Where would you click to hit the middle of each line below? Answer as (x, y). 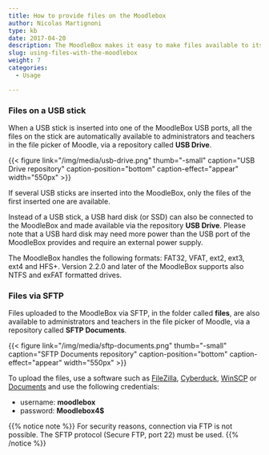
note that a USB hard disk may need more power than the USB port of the (129, 234)
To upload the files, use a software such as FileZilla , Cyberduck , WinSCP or (132, 378)
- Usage (28, 75)
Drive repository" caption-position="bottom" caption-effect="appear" (123, 168)
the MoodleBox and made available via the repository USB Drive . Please (127, 225)
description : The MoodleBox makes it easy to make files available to (128, 46)
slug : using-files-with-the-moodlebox (73, 53)
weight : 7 (25, 61)
